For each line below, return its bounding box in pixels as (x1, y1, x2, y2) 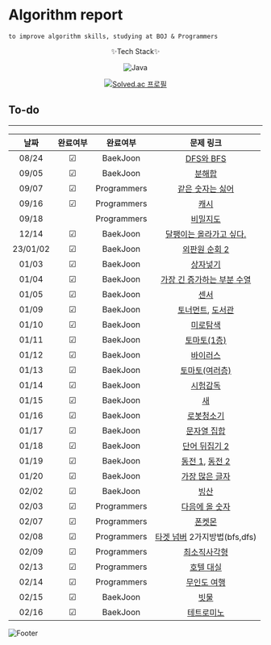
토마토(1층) (185, 334, 227, 346)
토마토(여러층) (180, 365, 231, 376)
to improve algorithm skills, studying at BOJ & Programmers (8, 32, 219, 40)
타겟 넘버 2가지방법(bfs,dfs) (154, 531, 257, 542)
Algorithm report (8, 6, 123, 24)
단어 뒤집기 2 (182, 440, 230, 451)
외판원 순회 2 (182, 244, 230, 255)
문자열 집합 (186, 425, 226, 437)
